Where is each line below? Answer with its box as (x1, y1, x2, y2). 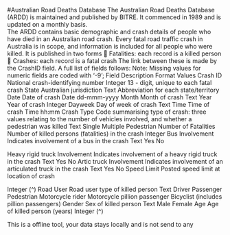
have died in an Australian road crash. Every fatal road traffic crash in (7, 35, 203, 43)
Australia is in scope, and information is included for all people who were (7, 42, 213, 50)
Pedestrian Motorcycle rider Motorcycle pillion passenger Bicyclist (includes (7, 193, 222, 201)
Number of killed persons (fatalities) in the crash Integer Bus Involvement (7, 129, 214, 138)
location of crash (7, 172, 55, 180)
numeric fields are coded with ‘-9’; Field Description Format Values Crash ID (7, 71, 222, 79)
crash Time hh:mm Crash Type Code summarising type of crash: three (7, 108, 207, 116)
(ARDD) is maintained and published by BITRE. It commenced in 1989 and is (7, 13, 222, 21)
